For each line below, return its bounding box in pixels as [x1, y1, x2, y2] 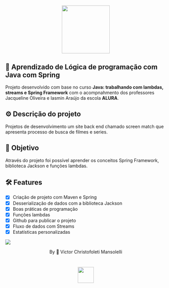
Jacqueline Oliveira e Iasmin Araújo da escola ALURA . [5, 95, 119, 101]
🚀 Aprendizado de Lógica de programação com [5, 62, 158, 71]
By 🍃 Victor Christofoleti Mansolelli [49, 249, 123, 255]
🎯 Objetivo [5, 144, 39, 152]
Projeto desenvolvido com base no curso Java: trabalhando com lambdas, [5, 84, 164, 90]
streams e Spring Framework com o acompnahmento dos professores [5, 90, 155, 96]
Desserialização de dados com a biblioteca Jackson [12, 200, 123, 206]
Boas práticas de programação [12, 206, 78, 212]
